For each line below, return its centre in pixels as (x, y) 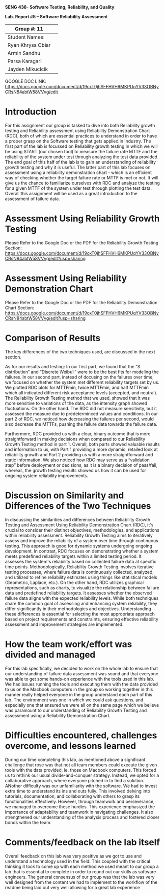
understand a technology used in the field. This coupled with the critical (78, 861)
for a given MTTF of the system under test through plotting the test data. (79, 188)
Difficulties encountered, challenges (81, 735)
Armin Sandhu (24, 53)
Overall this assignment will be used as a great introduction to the (71, 193)
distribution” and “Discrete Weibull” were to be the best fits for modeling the (82, 372)
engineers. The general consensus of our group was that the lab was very (80, 877)
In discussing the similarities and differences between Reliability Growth (78, 519)
